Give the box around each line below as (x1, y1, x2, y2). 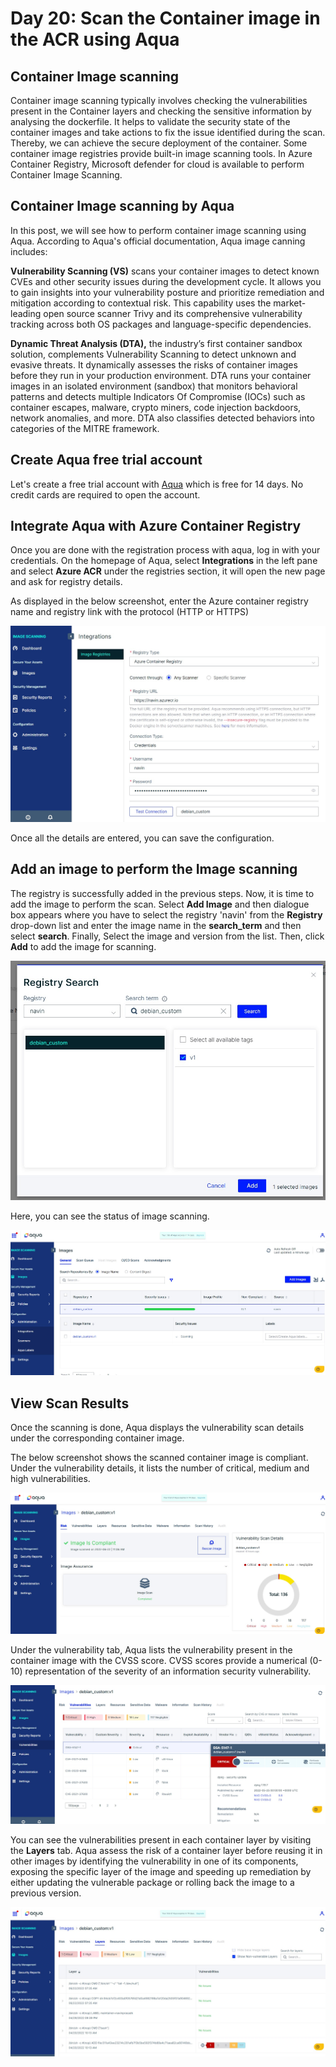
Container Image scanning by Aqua (10, 198, 235, 215)
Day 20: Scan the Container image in (10, 7, 321, 30)
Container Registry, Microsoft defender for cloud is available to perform (10, 158, 305, 170)
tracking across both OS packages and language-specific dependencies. (10, 318, 312, 330)
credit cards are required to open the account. (10, 488, 201, 501)
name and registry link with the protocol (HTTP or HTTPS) (10, 606, 249, 618)
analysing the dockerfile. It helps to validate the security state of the (10, 116, 291, 127)
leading (10, 307, 42, 319)
